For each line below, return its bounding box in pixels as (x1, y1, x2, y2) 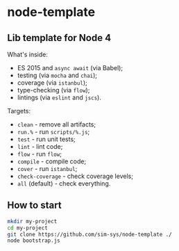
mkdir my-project (7, 218, 58, 225)
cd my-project (7, 224, 49, 232)
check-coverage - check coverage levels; (17, 172, 134, 180)
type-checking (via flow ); (17, 86, 90, 94)
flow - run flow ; (17, 150, 62, 158)
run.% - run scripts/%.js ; (17, 128, 90, 136)
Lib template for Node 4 (7, 32, 112, 44)
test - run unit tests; (17, 135, 76, 143)
